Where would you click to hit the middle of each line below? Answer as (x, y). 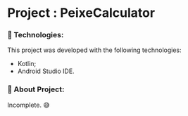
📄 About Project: (36, 89)
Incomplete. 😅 (29, 105)
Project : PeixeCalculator (81, 13)
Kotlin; (27, 64)
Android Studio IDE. (46, 71)
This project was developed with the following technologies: (94, 50)
